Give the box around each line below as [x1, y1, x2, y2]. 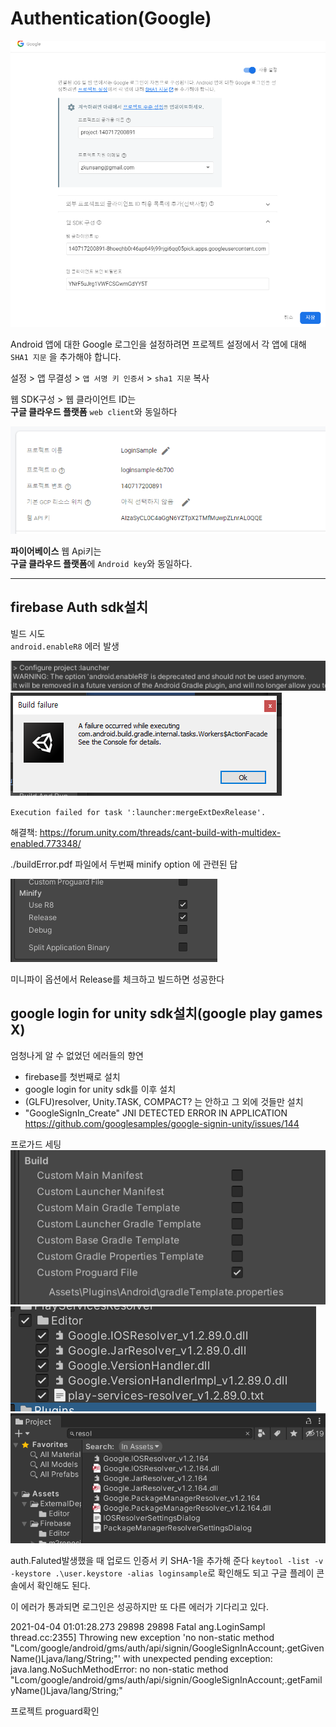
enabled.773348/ [10, 837, 82, 849]
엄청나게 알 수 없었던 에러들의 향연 [10, 1049, 144, 1061]
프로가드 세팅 [10, 1138, 62, 1150]
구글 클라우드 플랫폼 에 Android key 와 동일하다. [10, 557, 193, 569]
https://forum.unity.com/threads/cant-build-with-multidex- [39, 826, 282, 838]
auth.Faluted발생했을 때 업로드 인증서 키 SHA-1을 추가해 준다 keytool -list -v [10, 1554, 324, 1566]
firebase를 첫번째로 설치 [24, 1070, 121, 1082]
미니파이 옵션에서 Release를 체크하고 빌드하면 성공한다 [10, 973, 225, 985]
